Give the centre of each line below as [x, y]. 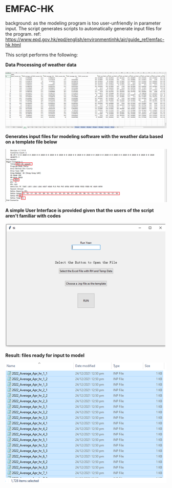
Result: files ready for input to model [45, 355]
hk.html [13, 45]
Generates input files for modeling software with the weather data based [84, 136]
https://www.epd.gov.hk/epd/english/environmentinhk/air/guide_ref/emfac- [85, 39]
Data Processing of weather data [41, 65]
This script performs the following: [42, 55]
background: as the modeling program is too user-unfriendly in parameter [83, 23]
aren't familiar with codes [33, 216]
